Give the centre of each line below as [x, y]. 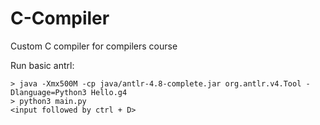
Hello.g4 [109, 92]
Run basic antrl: [42, 65]
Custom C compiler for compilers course [94, 46]
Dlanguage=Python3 [48, 92]
